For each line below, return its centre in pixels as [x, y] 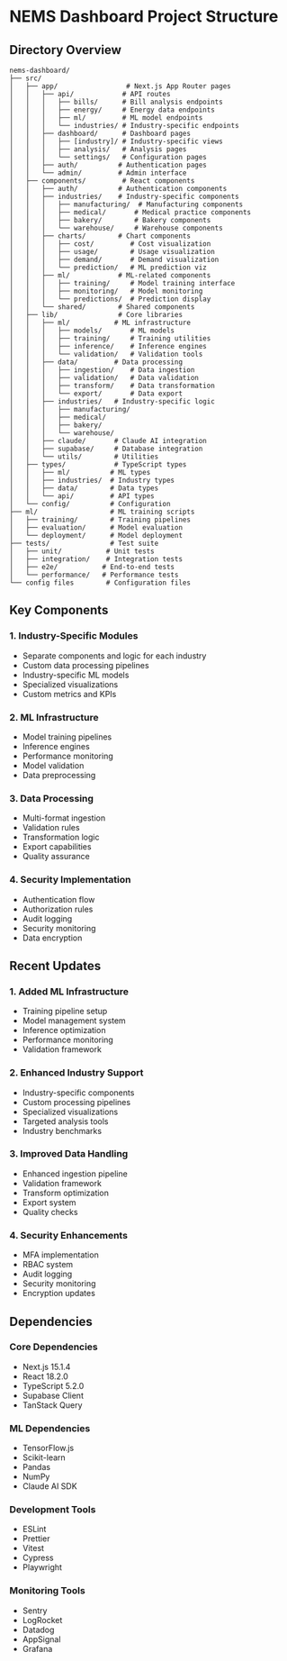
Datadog [38, 1629]
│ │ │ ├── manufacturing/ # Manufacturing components [126, 204]
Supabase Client [53, 1395]
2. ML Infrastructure [54, 717]
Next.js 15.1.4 [46, 1366]
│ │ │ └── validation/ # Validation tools [106, 354]
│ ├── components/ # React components [102, 181]
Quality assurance [56, 857]
